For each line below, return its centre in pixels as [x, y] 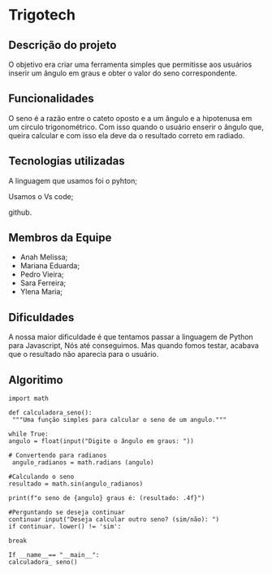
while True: [28, 434]
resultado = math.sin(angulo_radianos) [76, 484]
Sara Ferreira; [43, 283]
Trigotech [42, 15]
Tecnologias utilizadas [67, 161]
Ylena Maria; [41, 292]
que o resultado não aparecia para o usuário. [84, 354]
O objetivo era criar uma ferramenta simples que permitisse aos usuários [130, 64]
